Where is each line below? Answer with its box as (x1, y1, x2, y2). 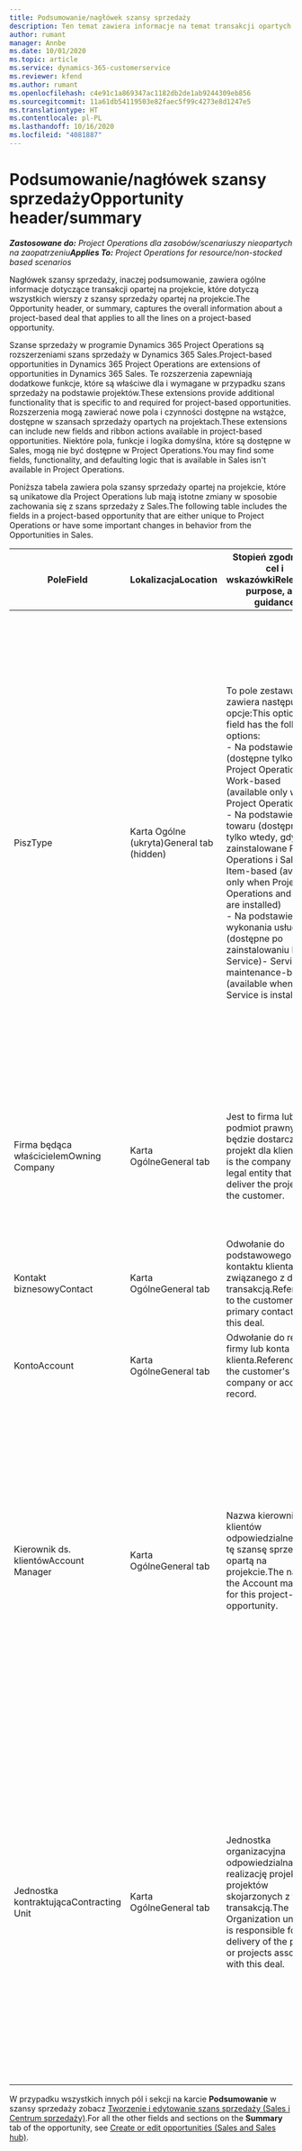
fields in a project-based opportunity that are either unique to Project (9, 510, 265, 521)
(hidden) (129, 847, 167, 860)
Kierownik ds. (13, 1542, 72, 1555)
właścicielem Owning (13, 1149, 102, 1162)
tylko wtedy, (226, 830, 279, 843)
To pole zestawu (226, 684, 297, 697)
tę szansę (226, 1542, 268, 1555)
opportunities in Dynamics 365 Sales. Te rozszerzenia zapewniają (9, 368, 253, 379)
